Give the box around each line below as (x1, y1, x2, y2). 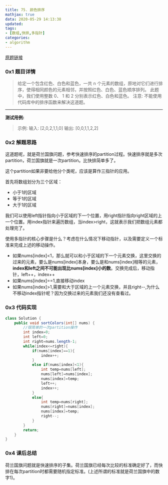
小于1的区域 (12, 189, 36, 195)
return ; (23, 427, 39, 432)
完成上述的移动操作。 (13, 242, 58, 248)
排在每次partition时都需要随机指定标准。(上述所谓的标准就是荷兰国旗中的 (5, 468, 155, 474)
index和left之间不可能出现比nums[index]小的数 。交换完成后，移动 (12, 265, 150, 271)
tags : (5, 26, 16, 31)
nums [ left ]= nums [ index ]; (40, 372, 93, 377)
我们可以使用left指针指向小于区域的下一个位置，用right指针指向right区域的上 (5, 212, 162, 218)
